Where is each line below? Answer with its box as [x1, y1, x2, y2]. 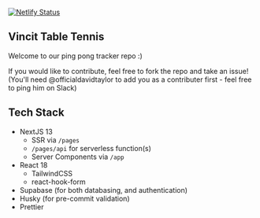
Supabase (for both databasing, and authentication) [19, 185, 188, 194]
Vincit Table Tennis [8, 30, 105, 43]
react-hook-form [31, 177, 87, 187]
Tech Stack [8, 106, 65, 120]
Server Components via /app [31, 152, 124, 161]
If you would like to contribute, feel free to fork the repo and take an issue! [8, 66, 249, 76]
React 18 [19, 160, 48, 169]
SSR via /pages [31, 135, 80, 145]
